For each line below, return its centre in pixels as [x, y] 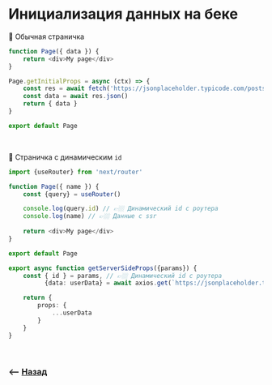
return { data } [51, 104]
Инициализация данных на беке [123, 14]
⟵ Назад [28, 372]
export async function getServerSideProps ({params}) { [103, 268]
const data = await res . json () [76, 96]
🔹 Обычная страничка [47, 36]
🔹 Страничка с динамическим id [65, 157]
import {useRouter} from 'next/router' [76, 172]
